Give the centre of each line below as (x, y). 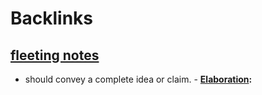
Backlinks (52, 18)
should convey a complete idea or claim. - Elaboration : (138, 79)
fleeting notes (55, 55)
